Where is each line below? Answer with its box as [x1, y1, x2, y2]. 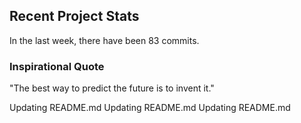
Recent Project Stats [9, 8, 140, 25]
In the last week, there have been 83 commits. [9, 34, 200, 46]
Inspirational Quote [9, 59, 105, 73]
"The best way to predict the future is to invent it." [9, 82, 215, 94]
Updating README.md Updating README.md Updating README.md [9, 102, 291, 114]
